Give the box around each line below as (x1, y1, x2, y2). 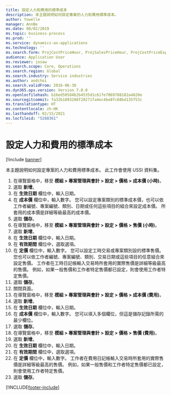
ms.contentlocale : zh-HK (6, 106, 58, 112)
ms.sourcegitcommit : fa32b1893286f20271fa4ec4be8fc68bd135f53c (6, 97, 143, 102)
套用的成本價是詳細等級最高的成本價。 (13, 209, 93, 216)
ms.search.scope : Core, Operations (6, 64, 81, 69)
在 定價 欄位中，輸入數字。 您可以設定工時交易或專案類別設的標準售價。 (13, 247, 164, 254)
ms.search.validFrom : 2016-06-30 (6, 83, 77, 88)
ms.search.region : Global (6, 69, 60, 74)
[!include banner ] (6, 156, 42, 162)
